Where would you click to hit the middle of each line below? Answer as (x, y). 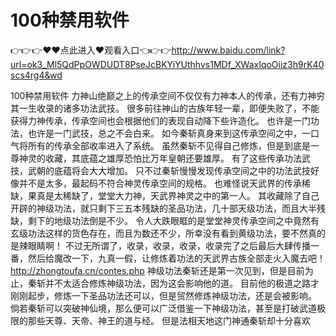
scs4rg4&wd (36, 75)
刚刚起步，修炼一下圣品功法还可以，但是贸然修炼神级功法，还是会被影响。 (163, 295)
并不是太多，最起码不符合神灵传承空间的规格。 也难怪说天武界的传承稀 (164, 183)
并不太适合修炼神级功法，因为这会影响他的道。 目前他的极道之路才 (182, 283)
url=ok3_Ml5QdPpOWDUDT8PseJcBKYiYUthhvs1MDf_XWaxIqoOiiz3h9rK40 (167, 64)
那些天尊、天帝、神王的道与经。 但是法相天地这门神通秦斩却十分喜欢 (169, 320)
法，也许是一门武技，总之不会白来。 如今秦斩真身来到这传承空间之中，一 (160, 133)
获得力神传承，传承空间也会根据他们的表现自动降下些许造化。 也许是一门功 (165, 120)
